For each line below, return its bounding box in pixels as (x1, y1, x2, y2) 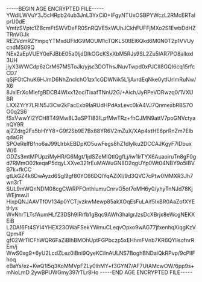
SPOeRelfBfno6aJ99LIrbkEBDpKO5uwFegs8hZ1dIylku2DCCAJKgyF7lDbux (6, 140, 192, 147)
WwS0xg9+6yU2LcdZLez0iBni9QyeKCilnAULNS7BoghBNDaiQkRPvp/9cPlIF (6, 249, 196, 257)
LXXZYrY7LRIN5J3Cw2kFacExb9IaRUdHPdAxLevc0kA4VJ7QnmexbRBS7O (6, 102, 194, 108)
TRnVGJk (6, 31, 30, 38)
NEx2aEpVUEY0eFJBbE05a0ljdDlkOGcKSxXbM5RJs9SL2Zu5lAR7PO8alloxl (6, 50, 194, 57)
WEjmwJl (6, 192, 29, 198)
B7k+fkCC (6, 166, 32, 173)
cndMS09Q (6, 44, 35, 51)
